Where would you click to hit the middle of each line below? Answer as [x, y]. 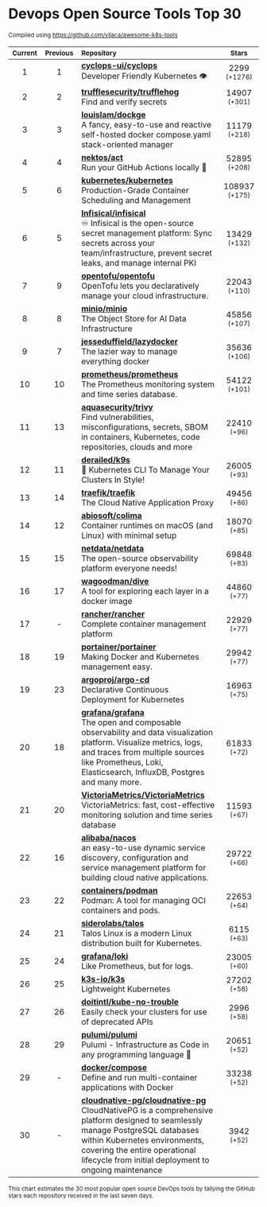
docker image [106, 601]
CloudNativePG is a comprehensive [147, 1110]
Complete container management [143, 624]
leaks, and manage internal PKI [139, 263]
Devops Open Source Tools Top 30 [125, 14]
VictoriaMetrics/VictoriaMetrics [143, 795]
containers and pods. [120, 910]
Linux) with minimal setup [129, 535]
